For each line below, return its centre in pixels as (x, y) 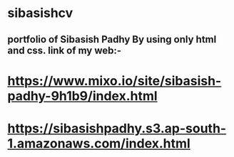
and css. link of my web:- (65, 50)
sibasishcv (40, 13)
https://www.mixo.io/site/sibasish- (115, 81)
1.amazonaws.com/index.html (99, 143)
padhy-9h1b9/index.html (83, 96)
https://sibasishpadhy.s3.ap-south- (117, 128)
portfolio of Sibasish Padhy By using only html (112, 39)
